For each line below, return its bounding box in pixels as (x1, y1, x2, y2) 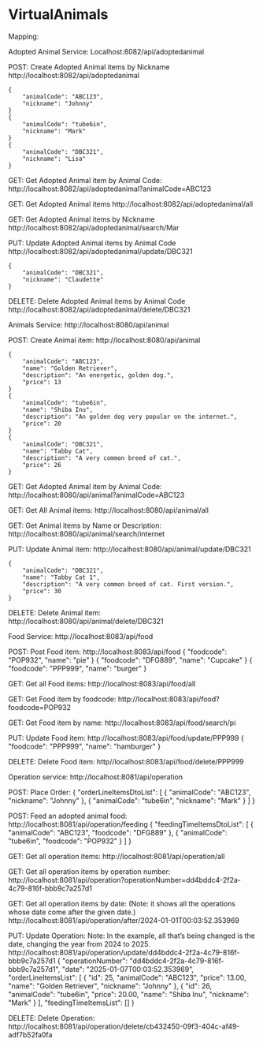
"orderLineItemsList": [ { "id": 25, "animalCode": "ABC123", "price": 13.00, (8, 973, 246, 982)
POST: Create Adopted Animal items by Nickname (8, 62, 170, 72)
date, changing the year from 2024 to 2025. (8, 939, 151, 948)
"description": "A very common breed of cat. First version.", (22, 580, 235, 588)
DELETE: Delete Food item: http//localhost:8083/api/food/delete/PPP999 (8, 756, 244, 766)
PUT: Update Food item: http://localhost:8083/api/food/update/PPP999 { (8, 733, 244, 742)
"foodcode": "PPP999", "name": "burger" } (8, 663, 147, 673)
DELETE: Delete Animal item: (8, 607, 101, 617)
